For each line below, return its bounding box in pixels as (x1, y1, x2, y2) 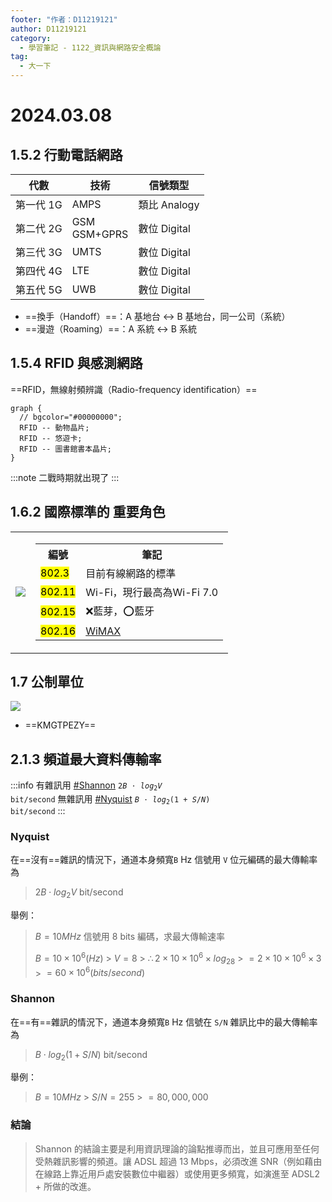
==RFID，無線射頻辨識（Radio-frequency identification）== (10, 383, 258, 395)
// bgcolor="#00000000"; (19, 412, 123, 422)
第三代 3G (15, 246, 63, 259)
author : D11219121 (10, 24, 87, 34)
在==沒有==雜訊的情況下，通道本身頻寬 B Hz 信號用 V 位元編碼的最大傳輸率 (10, 854, 318, 866)
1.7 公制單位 (10, 674, 84, 691)
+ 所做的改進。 (34, 1180, 97, 1192)
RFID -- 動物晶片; (19, 422, 90, 433)
